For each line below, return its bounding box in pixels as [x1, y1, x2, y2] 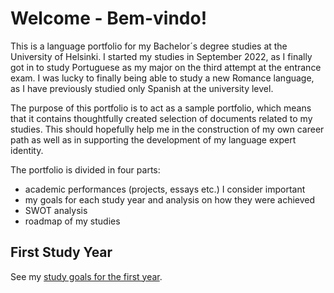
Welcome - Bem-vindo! [10, 7, 208, 30]
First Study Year [10, 244, 113, 261]
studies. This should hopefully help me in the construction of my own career [10, 123, 325, 135]
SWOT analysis [24, 204, 88, 216]
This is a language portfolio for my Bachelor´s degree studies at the [10, 40, 288, 52]
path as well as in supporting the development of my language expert [10, 133, 297, 146]
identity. [10, 144, 44, 156]
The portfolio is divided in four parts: [10, 163, 161, 176]
